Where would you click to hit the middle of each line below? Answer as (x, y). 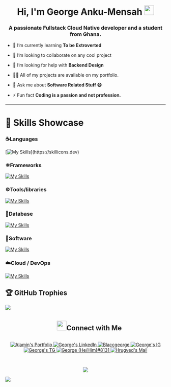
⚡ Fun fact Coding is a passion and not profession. (67, 95)
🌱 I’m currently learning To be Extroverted (57, 45)
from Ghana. (85, 34)
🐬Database (19, 214)
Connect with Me (94, 328)
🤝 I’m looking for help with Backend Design (58, 65)
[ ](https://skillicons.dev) (42, 152)
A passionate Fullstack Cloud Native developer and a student (85, 28)
